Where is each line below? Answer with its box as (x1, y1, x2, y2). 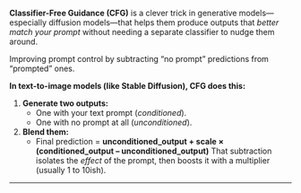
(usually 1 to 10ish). (35, 165, 107, 175)
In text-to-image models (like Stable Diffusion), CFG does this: (9, 81, 246, 91)
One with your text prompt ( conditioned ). (35, 108, 187, 118)
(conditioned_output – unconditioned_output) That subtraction (35, 145, 272, 156)
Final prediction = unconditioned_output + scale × (35, 136, 224, 146)
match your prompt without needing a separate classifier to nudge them (9, 27, 275, 37)
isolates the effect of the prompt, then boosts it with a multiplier (35, 155, 271, 165)
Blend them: (21, 127, 69, 137)
